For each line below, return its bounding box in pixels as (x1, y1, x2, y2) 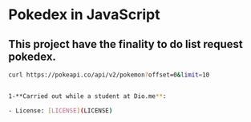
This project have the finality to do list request (8, 37, 243, 51)
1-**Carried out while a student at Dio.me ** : (8, 92, 167, 100)
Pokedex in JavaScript (8, 6, 160, 24)
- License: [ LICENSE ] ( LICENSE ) (8, 106, 113, 115)
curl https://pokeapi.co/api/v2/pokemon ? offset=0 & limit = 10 (8, 71, 210, 79)
